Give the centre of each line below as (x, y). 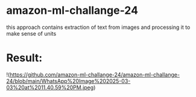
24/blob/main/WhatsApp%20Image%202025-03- (68, 81)
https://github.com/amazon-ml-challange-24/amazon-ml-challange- (95, 74)
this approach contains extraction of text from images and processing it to (98, 27)
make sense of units (31, 33)
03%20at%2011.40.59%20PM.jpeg (50, 87)
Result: (24, 58)
